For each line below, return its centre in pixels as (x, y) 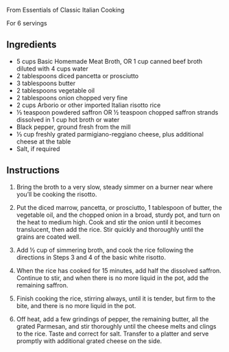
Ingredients (32, 45)
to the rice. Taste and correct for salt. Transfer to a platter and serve (112, 333)
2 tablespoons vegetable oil (56, 90)
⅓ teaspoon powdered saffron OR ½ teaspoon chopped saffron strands (117, 112)
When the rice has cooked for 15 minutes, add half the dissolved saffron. (119, 270)
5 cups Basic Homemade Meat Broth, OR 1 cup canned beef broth (109, 61)
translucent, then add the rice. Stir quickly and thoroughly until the (110, 229)
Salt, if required (38, 149)
